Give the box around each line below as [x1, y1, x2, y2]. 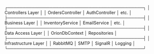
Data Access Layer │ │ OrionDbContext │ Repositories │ [4, 30, 118, 36]
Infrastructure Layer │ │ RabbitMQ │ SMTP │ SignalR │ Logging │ [4, 40, 136, 46]
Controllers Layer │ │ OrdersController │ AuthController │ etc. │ [4, 10, 132, 15]
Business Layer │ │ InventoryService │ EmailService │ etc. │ [4, 20, 126, 26]
